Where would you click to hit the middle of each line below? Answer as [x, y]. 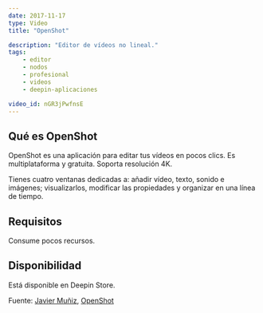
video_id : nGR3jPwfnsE [46, 104]
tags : [17, 53]
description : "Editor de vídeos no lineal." [83, 45]
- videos [37, 82]
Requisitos [35, 222]
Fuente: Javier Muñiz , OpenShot [61, 300]
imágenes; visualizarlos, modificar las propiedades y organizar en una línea [132, 188]
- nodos [35, 67]
